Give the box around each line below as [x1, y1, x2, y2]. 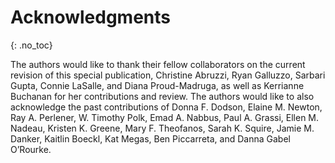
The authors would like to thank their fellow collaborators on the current [10, 58, 306, 70]
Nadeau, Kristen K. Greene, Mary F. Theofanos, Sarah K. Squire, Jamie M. [10, 122, 315, 134]
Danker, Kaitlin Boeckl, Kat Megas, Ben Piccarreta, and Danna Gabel [10, 132, 291, 145]
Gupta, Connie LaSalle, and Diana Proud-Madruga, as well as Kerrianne [10, 79, 305, 91]
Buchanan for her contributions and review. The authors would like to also [10, 90, 315, 102]
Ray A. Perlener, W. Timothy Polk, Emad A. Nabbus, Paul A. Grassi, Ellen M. [10, 111, 320, 123]
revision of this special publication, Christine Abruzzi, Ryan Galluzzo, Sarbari [10, 69, 326, 81]
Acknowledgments [10, 6, 172, 29]
